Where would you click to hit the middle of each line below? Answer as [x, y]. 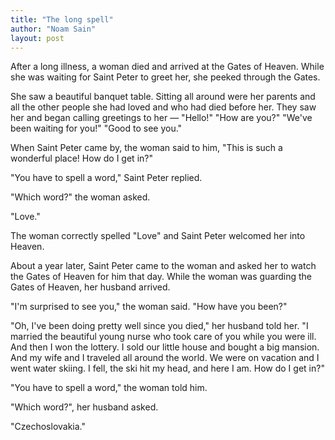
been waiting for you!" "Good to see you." [96, 128]
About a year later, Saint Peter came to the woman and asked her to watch [163, 266]
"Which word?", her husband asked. [84, 407]
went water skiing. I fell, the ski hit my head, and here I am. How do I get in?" [167, 368]
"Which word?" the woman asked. [80, 197]
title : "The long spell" [62, 19]
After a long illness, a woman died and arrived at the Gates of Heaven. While [167, 67]
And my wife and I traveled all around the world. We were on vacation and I [165, 358]
